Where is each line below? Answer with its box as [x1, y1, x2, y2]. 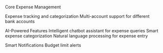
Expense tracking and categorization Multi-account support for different [5, 13, 150, 19]
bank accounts [5, 19, 35, 24]
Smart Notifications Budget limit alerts [5, 42, 81, 48]
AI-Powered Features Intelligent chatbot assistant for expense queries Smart [5, 28, 159, 33]
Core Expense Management [5, 4, 61, 10]
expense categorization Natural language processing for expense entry [5, 33, 148, 39]
